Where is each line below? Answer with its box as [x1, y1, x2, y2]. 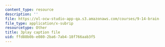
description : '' [5, 12, 38, 17]
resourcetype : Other [5, 25, 48, 30]
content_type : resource [5, 7, 54, 12]
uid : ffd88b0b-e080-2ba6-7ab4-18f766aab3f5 [5, 35, 96, 40]
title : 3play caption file [5, 30, 60, 35]
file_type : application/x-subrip [5, 21, 74, 26]
